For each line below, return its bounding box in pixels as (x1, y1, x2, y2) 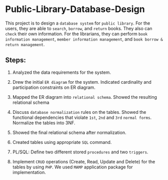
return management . (5, 41, 45, 47)
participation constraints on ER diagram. (12, 84, 96, 90)
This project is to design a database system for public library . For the (5, 20, 150, 26)
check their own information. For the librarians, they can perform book (5, 31, 148, 37)
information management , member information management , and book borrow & (5, 36, 163, 42)
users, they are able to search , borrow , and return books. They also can (5, 25, 152, 31)
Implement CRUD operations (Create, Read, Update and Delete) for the (12, 158, 155, 164)
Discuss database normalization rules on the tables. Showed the (12, 109, 146, 115)
